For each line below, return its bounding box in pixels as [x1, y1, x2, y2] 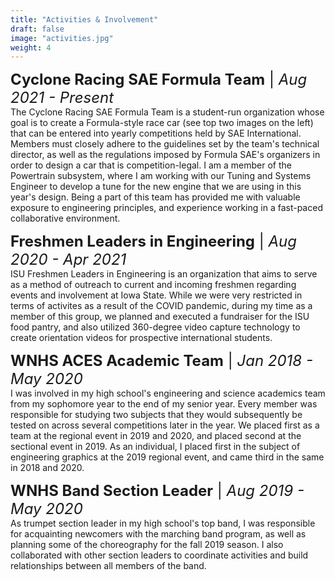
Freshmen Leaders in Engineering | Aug [10, 232, 297, 251]
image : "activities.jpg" [10, 33, 114, 43]
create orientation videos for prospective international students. [10, 332, 273, 344]
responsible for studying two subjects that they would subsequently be [10, 409, 303, 421]
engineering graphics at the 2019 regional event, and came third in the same [10, 451, 325, 463]
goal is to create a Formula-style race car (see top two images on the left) [10, 117, 314, 129]
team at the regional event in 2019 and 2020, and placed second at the [10, 430, 302, 442]
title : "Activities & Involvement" [10, 14, 159, 25]
